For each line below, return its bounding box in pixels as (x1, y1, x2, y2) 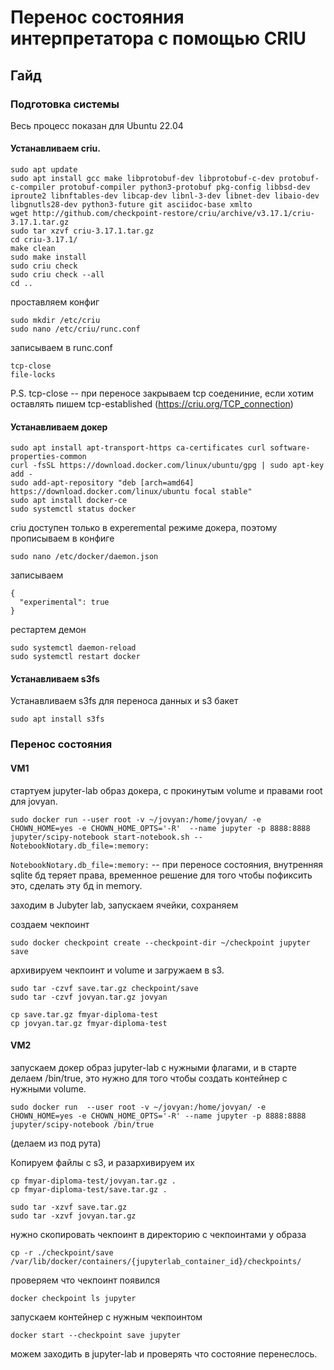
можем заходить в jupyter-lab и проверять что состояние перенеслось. (10, 1347, 318, 1360)
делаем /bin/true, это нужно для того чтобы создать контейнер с (10, 1072, 288, 1084)
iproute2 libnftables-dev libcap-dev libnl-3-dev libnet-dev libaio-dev (10, 191, 320, 201)
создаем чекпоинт (10, 918, 90, 930)
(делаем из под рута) (10, 1137, 102, 1149)
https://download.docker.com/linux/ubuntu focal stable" (10, 487, 253, 497)
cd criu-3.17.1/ (10, 235, 78, 245)
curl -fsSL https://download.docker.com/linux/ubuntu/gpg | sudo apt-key (10, 461, 325, 471)
